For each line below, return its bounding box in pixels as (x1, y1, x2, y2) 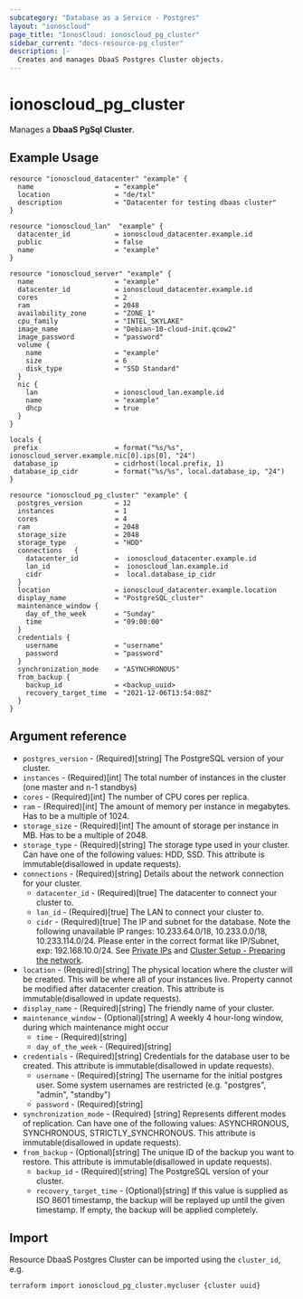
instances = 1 (17, 506, 128, 515)
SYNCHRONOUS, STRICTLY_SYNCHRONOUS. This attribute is (22, 1127, 256, 1138)
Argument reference (9, 729, 127, 744)
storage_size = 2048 (17, 530, 140, 539)
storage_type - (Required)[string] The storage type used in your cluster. (22, 839, 290, 850)
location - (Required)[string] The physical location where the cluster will (22, 964, 294, 974)
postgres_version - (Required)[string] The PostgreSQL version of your (22, 752, 284, 764)
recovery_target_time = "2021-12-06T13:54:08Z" (25, 688, 213, 697)
